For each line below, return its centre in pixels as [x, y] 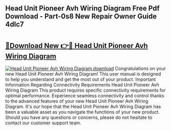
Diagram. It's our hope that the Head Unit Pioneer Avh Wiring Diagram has [83, 106]
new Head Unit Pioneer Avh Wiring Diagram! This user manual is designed [83, 74]
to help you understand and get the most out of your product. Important [81, 79]
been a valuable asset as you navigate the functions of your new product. [82, 112]
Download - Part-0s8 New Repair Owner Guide [81, 17]
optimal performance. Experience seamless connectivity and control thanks [85, 96]
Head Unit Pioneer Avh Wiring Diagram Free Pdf [82, 8]
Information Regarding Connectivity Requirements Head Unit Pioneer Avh [82, 85]
